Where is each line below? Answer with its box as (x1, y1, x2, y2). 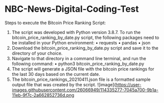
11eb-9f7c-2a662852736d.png (11, 92, 75, 98)
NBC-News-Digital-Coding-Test (4, 3, 139, 15)
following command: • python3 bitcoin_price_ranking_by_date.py (11, 61, 144, 67)
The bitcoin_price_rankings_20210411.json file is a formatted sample (11, 76, 151, 82)
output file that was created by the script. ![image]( (11, 81, 116, 87)
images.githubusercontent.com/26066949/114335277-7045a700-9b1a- (11, 87, 159, 93)
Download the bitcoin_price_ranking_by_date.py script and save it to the (11, 45, 159, 51)
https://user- (115, 81, 142, 87)
